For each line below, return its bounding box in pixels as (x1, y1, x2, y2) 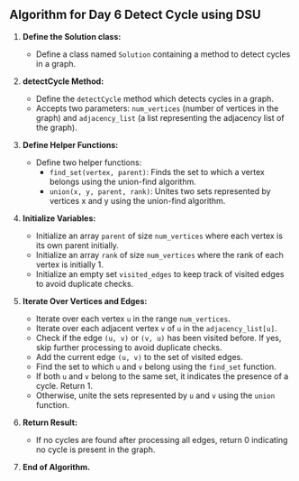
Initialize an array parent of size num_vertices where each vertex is (35, 230, 284, 241)
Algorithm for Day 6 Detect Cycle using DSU (9, 7, 261, 23)
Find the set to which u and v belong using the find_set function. (35, 361, 276, 372)
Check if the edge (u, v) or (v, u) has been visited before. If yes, (35, 332, 282, 343)
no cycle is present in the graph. (35, 444, 156, 455)
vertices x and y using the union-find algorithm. (49, 195, 226, 206)
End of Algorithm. (22, 461, 91, 472)
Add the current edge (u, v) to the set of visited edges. (35, 351, 243, 362)
